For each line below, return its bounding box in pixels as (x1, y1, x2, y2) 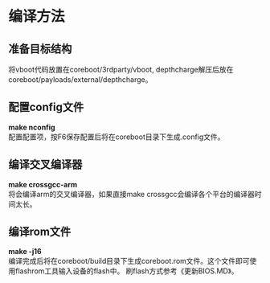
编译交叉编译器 (8, 158, 83, 171)
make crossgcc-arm (8, 179, 78, 189)
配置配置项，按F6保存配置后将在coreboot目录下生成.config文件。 (8, 132, 225, 141)
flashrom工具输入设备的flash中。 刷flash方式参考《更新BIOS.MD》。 (14, 266, 239, 276)
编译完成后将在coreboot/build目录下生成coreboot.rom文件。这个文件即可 (8, 256, 251, 266)
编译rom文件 (8, 225, 72, 239)
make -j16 (8, 247, 42, 256)
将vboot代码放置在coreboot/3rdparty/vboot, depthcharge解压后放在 (8, 65, 234, 74)
